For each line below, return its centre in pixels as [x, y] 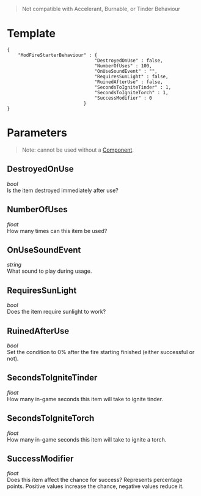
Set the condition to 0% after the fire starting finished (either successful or [101, 352]
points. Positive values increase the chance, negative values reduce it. [95, 486]
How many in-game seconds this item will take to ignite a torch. [87, 439]
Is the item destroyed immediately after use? [63, 190]
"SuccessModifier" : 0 [123, 98]
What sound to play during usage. [49, 271]
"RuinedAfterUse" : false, [129, 82]
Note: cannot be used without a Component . [78, 150]
